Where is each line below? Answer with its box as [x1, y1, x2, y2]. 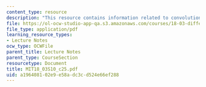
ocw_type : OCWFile [6, 43, 53, 50]
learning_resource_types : [6, 32, 72, 38]
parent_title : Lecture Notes [6, 49, 81, 55]
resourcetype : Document [6, 60, 67, 66]
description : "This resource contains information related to [6, 15, 169, 21]
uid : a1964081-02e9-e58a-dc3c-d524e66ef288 [6, 72, 120, 78]
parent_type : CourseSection [6, 55, 78, 61]
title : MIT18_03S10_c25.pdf [6, 66, 78, 72]
